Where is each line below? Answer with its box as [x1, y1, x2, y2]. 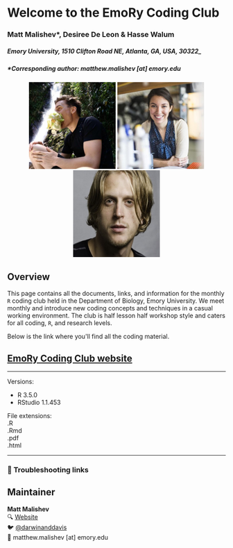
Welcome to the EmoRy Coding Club [7, 5, 220, 21]
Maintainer [7, 486, 55, 498]
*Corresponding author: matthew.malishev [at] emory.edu [7, 65, 182, 73]
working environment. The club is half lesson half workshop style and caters [7, 311, 225, 320]
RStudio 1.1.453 [17, 398, 61, 407]
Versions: [7, 377, 35, 386]
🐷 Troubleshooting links [7, 465, 89, 474]
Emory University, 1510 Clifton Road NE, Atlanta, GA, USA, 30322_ [7, 47, 202, 55]
